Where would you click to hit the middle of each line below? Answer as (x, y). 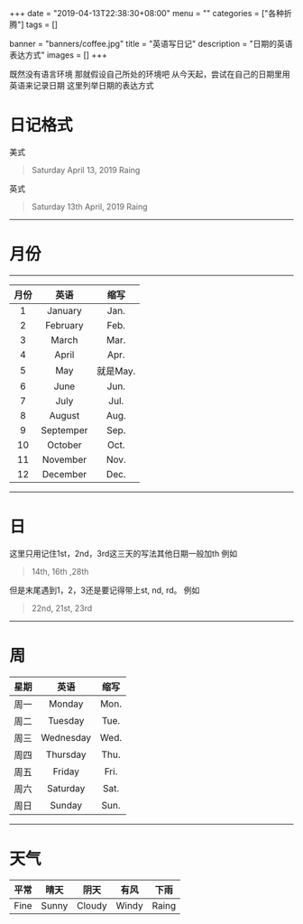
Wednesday (66, 737)
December (64, 474)
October (64, 445)
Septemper (64, 430)
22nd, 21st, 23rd (62, 608)
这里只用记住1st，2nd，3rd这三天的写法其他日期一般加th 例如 (124, 553)
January (64, 310)
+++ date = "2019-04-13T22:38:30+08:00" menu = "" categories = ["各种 (147, 13)
